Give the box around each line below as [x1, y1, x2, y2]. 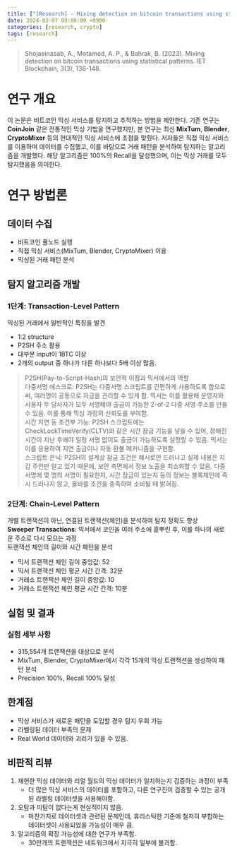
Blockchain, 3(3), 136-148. [24, 64, 101, 73]
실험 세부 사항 [7, 630, 51, 640]
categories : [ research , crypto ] [7, 23, 102, 30]
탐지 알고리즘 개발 [7, 278, 80, 290]
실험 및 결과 [7, 607, 55, 619]
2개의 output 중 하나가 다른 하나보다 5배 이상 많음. [17, 358, 157, 367]
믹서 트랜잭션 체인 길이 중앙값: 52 [17, 558, 110, 566]
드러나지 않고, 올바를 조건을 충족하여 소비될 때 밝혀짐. [32, 479, 179, 488]
